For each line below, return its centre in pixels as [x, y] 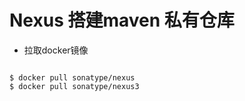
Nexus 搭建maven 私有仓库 [122, 20]
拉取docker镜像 [56, 50]
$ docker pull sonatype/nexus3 [74, 86]
